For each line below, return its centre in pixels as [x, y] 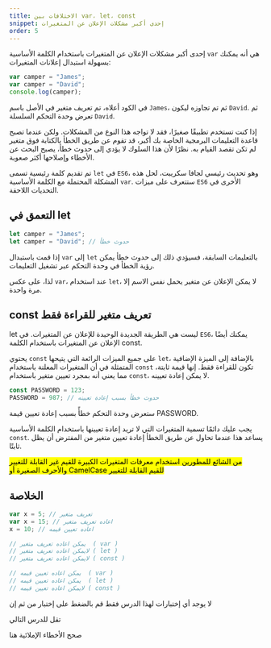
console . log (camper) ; [46, 92]
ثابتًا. [16, 446]
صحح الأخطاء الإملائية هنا [46, 634]
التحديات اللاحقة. [34, 190]
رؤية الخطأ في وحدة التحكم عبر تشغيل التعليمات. [82, 265]
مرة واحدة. [26, 289]
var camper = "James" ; [47, 77]
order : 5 [24, 31]
